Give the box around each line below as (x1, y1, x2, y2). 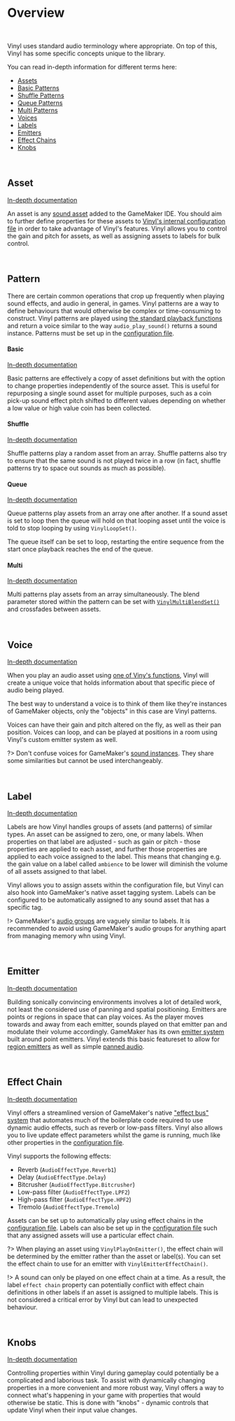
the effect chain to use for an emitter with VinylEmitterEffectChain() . (7, 1259, 208, 1268)
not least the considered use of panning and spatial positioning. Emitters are (7, 1005, 227, 1013)
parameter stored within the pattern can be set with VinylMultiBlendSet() (7, 598, 220, 606)
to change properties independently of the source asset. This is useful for (7, 381, 220, 390)
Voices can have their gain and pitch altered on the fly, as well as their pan (7, 720, 222, 729)
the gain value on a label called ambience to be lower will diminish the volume (7, 860, 228, 868)
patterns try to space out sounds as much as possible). (7, 464, 166, 472)
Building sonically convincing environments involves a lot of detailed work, (7, 997, 222, 1006)
